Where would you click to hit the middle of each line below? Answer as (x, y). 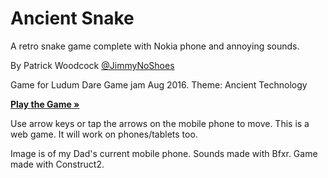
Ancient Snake (72, 18)
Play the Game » (45, 104)
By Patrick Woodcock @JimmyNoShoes (92, 65)
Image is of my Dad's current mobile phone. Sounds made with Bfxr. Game (164, 153)
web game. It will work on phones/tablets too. (104, 134)
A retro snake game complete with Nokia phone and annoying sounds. (155, 46)
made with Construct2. (57, 164)
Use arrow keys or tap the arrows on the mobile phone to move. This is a (160, 123)
